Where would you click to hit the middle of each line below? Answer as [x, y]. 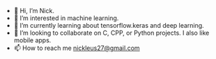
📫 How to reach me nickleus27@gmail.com [77, 48]
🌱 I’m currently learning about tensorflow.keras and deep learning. [109, 25]
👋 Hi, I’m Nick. [34, 11]
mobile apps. [32, 40]
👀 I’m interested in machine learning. [66, 18]
